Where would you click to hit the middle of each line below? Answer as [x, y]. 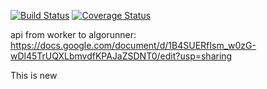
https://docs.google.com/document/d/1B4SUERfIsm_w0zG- [133, 45]
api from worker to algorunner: [73, 34]
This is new [34, 75]
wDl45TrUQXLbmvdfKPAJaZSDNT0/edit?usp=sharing [121, 56]
